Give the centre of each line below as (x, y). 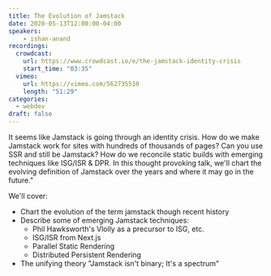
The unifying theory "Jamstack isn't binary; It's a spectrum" (120, 263)
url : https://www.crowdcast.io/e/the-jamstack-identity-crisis (132, 62)
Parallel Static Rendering (73, 246)
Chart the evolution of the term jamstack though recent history (125, 211)
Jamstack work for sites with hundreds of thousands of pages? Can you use (136, 146)
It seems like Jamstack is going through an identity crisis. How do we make (134, 137)
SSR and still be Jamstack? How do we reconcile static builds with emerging (136, 154)
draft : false (30, 114)
